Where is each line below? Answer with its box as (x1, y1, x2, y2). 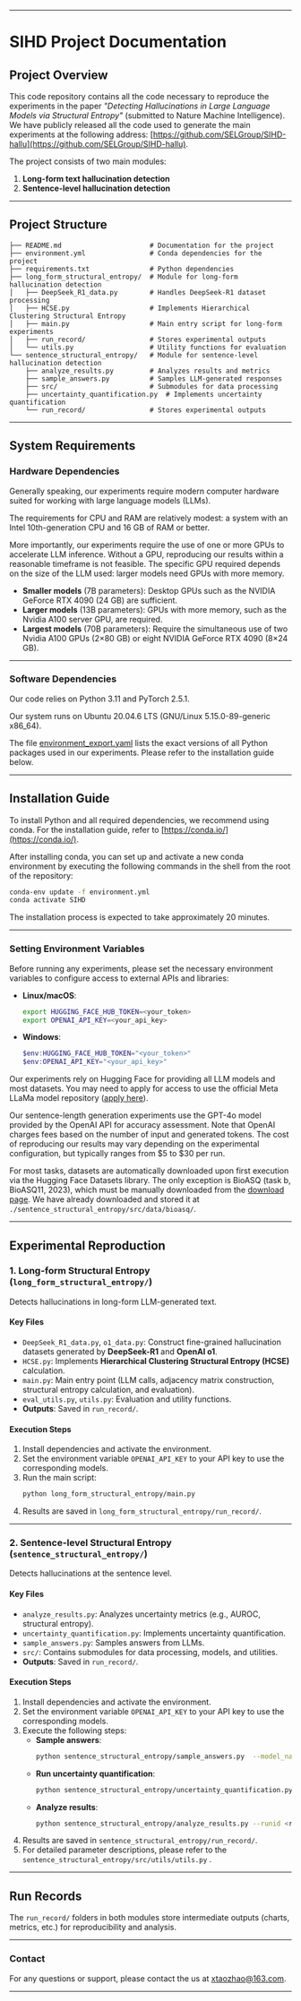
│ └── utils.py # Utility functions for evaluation (9, 342, 287, 352)
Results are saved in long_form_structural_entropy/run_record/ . (21, 1506, 262, 1516)
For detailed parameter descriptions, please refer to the (21, 1844, 227, 1855)
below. (9, 756, 34, 767)
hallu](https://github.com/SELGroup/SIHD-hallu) (9, 139, 186, 149)
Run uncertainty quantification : (35, 1768, 156, 1779)
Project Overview (9, 67, 108, 82)
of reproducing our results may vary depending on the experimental (9, 1138, 260, 1149)
